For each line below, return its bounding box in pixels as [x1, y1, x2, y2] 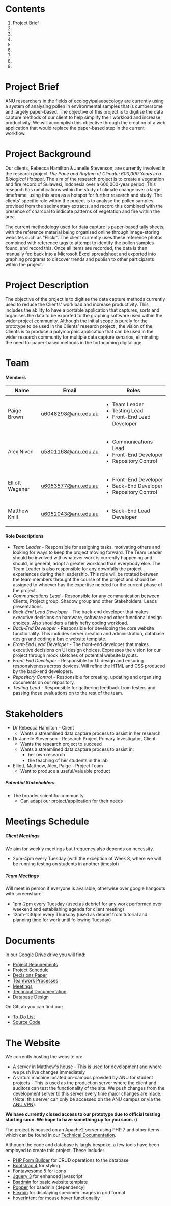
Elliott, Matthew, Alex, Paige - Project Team [12, 763, 103, 769]
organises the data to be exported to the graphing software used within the [5, 312, 163, 318]
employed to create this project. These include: [5, 1147, 104, 1154]
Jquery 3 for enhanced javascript [12, 1173, 83, 1180]
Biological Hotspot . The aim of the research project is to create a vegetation [5, 176, 164, 182]
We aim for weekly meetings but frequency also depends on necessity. [5, 846, 154, 852]
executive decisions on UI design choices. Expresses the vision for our [12, 647, 161, 653]
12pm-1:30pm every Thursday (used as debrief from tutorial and [12, 912, 148, 918]
